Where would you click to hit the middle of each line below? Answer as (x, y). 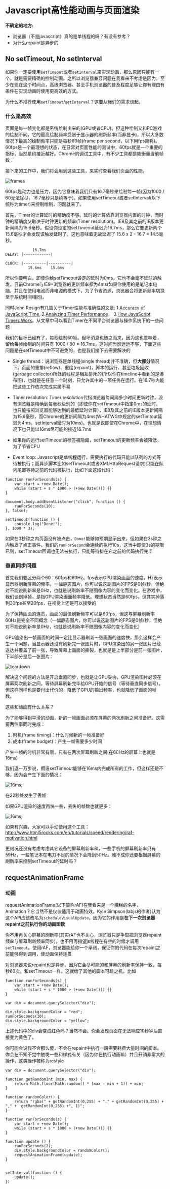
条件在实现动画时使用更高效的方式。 (43, 91)
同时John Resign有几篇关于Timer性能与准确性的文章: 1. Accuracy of (75, 308)
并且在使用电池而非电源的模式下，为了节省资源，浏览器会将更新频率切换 (89, 291)
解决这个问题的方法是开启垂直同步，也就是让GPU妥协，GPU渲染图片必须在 (83, 677)
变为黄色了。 (23, 1037)
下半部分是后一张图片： (30, 657)
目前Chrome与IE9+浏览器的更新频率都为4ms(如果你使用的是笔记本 (83, 284)
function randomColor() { (32, 1097)
